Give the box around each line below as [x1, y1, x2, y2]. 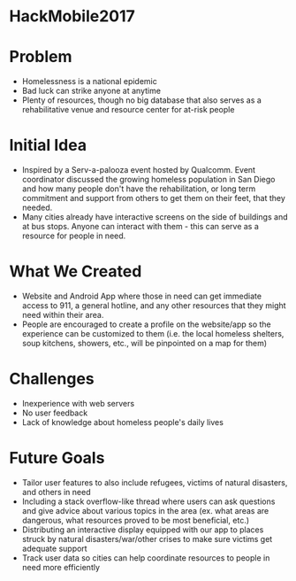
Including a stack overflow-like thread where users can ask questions [21, 496, 276, 507]
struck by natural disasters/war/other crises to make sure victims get [21, 533, 273, 544]
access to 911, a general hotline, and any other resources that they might [21, 300, 286, 311]
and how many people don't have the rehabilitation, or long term [21, 183, 256, 194]
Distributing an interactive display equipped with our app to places [21, 524, 264, 535]
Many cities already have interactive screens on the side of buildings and [21, 212, 288, 222]
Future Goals [9, 448, 105, 469]
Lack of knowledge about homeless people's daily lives [21, 416, 224, 427]
